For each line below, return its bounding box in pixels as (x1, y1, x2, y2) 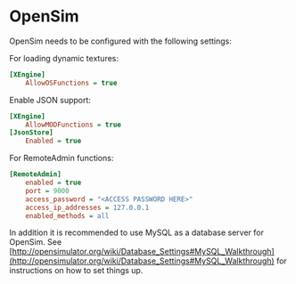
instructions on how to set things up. (9, 265, 144, 276)
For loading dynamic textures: (9, 53, 119, 63)
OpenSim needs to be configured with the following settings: (9, 36, 232, 46)
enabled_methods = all (25, 211, 110, 220)
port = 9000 (25, 186, 70, 195)
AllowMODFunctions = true (25, 120, 122, 129)
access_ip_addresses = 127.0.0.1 (25, 203, 150, 212)
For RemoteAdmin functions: (9, 153, 114, 164)
